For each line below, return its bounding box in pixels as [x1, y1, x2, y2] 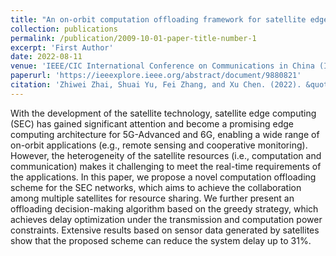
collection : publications [10, 24, 118, 34]
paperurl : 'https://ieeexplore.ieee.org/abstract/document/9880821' [10, 71, 302, 81]
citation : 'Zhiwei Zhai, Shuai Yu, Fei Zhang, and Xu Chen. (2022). [10, 80, 302, 90]
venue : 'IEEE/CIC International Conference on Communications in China [10, 61, 315, 71]
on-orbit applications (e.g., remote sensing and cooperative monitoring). [10, 139, 308, 151]
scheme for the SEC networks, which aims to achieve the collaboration [10, 181, 302, 193]
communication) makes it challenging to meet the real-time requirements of [10, 160, 322, 172]
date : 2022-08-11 [10, 52, 83, 62]
